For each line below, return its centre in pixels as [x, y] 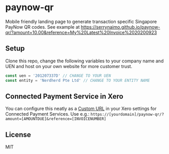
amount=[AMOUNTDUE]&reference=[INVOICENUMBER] [56, 119]
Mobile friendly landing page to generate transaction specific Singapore [81, 21]
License [18, 135]
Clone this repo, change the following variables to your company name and [84, 61]
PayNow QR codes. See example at [43, 27]
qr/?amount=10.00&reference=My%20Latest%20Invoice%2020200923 [81, 32]
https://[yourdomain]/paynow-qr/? [127, 115]
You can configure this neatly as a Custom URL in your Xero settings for [81, 108]
